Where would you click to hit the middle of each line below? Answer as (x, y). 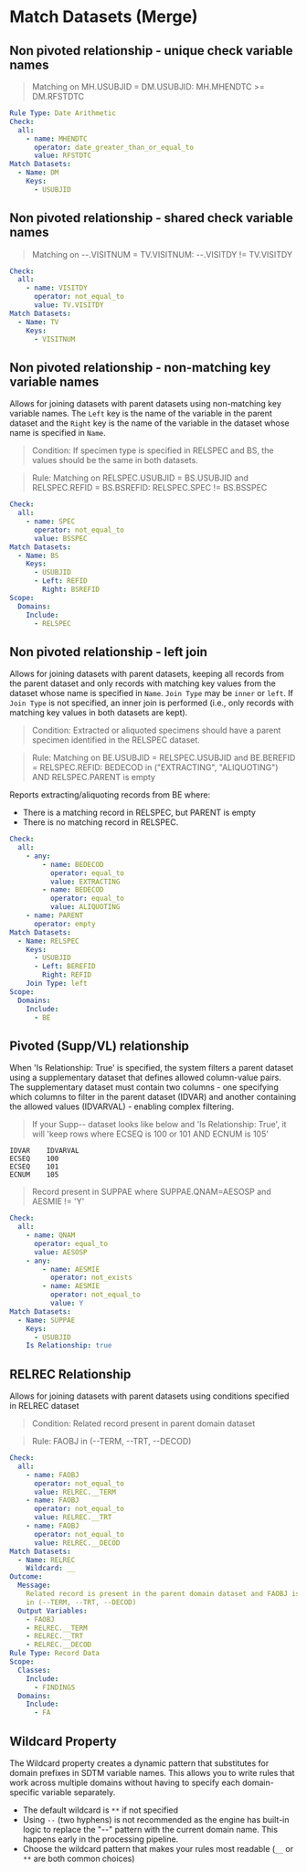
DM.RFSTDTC (58, 96)
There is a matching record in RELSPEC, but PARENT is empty (139, 813)
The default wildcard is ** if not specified (101, 1810)
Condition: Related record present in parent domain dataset (143, 1423)
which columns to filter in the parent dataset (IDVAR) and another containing (153, 1097)
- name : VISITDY (57, 288)
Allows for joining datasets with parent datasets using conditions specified (149, 1396)
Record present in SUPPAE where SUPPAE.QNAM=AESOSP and (151, 1192)
